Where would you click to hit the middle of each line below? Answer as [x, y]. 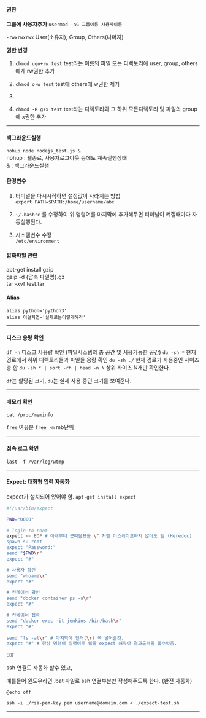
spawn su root [25, 542]
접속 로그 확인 [22, 448]
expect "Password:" [31, 548]
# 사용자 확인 [21, 570]
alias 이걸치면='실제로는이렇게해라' [46, 318]
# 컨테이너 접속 [23, 615]
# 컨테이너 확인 [23, 593]
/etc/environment [37, 241]
